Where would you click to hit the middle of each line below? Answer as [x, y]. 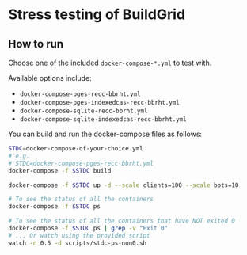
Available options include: [50, 78]
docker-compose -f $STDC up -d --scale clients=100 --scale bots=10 [123, 185]
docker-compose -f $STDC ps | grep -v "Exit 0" [88, 228]
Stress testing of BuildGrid [97, 15]
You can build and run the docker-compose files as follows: [105, 134]
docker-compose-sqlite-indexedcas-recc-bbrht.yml [103, 120]
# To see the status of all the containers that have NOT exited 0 [122, 221]
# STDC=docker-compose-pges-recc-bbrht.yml [81, 163]
